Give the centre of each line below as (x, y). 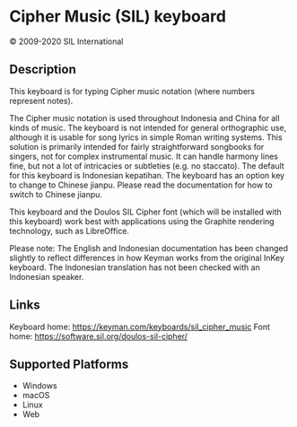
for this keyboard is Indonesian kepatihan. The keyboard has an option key (147, 175)
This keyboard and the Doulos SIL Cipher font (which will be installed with (146, 212)
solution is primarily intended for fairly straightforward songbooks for (137, 146)
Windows (39, 386)
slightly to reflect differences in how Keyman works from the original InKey (147, 257)
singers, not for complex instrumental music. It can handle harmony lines (144, 156)
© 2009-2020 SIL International (66, 41)
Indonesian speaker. (47, 276)
